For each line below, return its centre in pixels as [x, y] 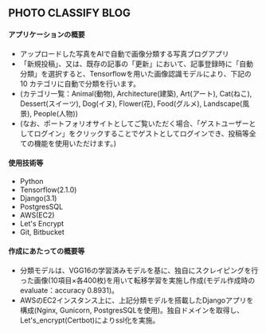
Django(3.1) [38, 198]
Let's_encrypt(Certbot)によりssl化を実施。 [90, 320]
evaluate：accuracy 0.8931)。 [69, 290]
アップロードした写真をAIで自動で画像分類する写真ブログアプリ [124, 53]
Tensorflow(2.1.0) [48, 190]
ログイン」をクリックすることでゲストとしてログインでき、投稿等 [141, 133]
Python [31, 181]
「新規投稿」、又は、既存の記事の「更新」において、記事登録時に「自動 [136, 64]
